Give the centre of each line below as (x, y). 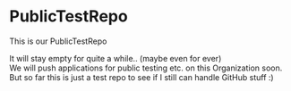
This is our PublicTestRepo (58, 41)
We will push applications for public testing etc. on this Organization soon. (146, 68)
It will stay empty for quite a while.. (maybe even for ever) (116, 58)
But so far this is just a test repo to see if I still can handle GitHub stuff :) (142, 77)
